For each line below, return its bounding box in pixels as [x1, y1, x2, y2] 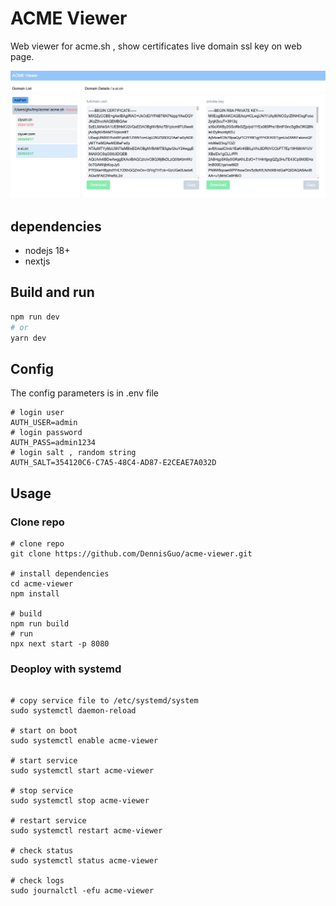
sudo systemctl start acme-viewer [10, 766, 155, 776]
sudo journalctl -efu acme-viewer [10, 886, 155, 896]
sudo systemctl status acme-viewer [10, 856, 159, 866]
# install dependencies [10, 568, 110, 579]
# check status [10, 846, 74, 856]
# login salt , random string [10, 448, 137, 458]
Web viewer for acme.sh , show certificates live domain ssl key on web [10, 40, 302, 52]
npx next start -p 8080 [10, 638, 110, 649]
